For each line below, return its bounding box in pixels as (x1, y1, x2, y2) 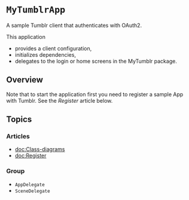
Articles (6, 133, 30, 141)
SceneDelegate (14, 188, 50, 194)
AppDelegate (14, 181, 45, 187)
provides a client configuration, (14, 45, 92, 52)
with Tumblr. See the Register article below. (6, 97, 113, 104)
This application (6, 33, 46, 40)
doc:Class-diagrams (14, 146, 65, 153)
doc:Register (14, 152, 47, 159)
